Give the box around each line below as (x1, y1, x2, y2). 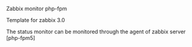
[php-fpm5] (6, 35, 36, 41)
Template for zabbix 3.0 (6, 17, 65, 23)
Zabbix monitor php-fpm (6, 5, 67, 12)
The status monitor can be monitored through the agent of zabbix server (6, 28, 186, 35)
